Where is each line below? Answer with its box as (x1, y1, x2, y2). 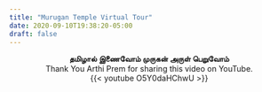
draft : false (9, 29, 58, 38)
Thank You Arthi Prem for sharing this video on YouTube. (45, 64, 253, 74)
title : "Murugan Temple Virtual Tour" (9, 12, 153, 22)
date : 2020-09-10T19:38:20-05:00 (9, 21, 133, 30)
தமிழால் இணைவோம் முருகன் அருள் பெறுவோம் (69, 54, 229, 65)
